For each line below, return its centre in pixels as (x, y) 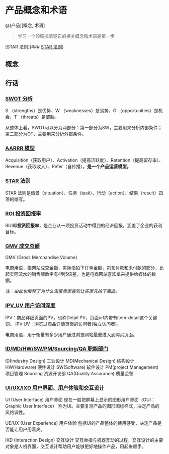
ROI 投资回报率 (23, 214)
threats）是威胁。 (41, 117)
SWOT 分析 (19, 98)
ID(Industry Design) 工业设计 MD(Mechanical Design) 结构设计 (70, 361)
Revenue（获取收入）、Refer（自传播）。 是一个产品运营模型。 (68, 167)
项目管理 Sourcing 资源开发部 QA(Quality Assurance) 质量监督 (69, 373)
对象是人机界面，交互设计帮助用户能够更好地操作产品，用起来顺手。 (76, 446)
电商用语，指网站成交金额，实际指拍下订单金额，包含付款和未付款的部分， (82, 268)
